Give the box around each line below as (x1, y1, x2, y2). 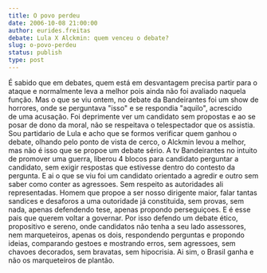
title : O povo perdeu (8, 11, 80, 20)
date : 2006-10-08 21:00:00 (8, 19, 98, 27)
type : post (8, 57, 45, 64)
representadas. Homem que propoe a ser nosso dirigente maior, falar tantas (8, 188, 257, 197)
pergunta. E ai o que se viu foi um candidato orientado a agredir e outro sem (8, 170, 259, 180)
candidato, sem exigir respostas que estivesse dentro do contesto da (8, 162, 235, 172)
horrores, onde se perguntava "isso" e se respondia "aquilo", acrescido (8, 103, 242, 112)
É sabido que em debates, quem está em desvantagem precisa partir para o (8, 77, 257, 88)
